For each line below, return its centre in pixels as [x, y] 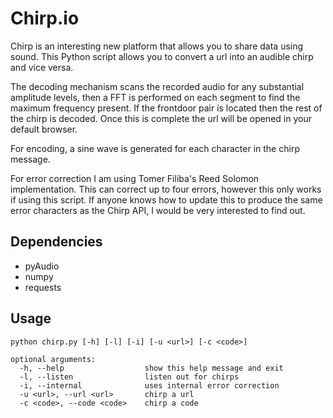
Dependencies [56, 242]
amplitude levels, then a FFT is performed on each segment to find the [155, 97]
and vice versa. [42, 67]
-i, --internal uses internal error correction [149, 385]
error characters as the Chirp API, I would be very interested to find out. [158, 210]
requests [43, 287]
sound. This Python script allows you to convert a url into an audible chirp [162, 56]
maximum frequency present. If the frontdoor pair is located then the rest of [166, 108]
